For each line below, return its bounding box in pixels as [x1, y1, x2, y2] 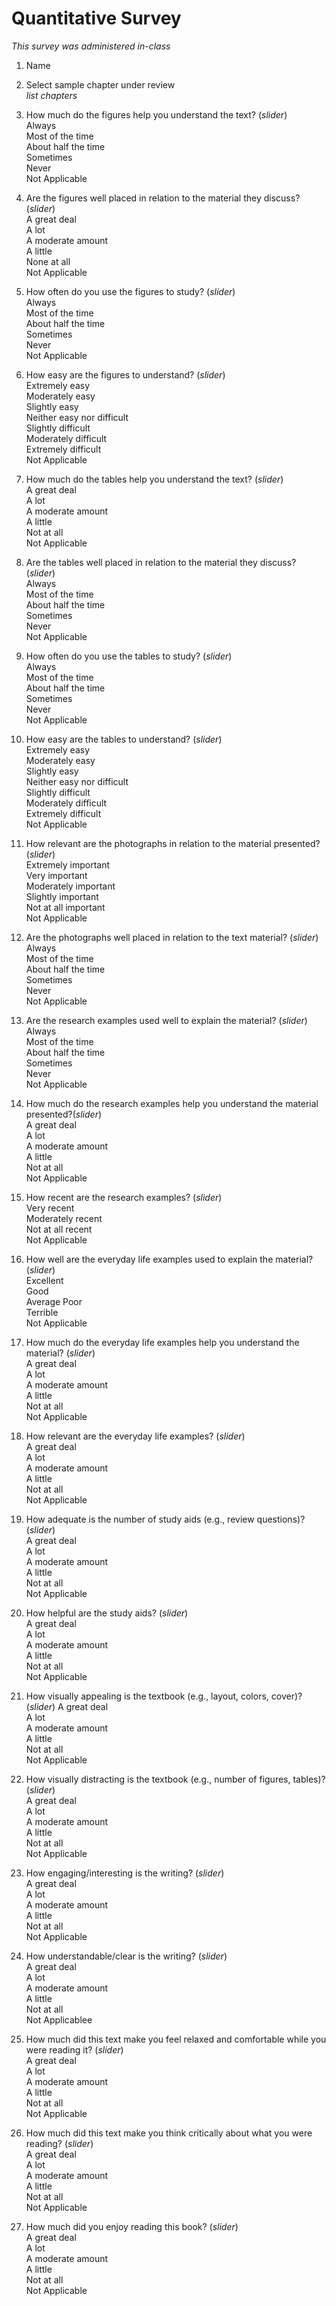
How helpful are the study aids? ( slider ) [25, 1607, 189, 1619]
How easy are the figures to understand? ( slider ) [25, 368, 226, 381]
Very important [25, 869, 88, 881]
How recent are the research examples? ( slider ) [25, 1191, 223, 1203]
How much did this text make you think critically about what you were [25, 2127, 313, 2139]
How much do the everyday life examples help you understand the [25, 1336, 300, 1348]
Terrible [25, 1306, 59, 1318]
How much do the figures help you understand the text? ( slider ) [25, 108, 288, 121]
